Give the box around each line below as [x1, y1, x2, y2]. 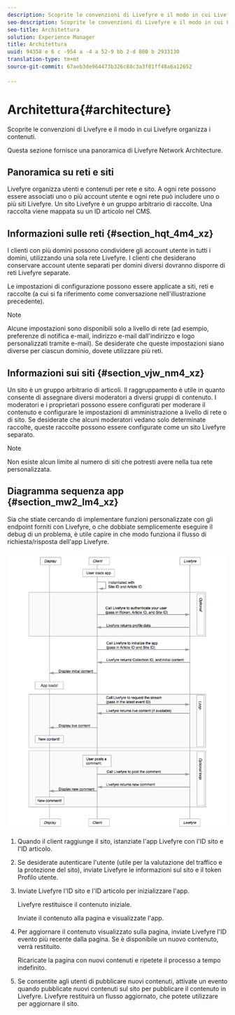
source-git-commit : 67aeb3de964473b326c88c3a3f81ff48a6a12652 [7, 63, 192, 70]
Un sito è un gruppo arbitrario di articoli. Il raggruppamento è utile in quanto [7, 386, 225, 394]
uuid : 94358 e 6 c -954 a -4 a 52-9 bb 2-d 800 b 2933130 [7, 48, 180, 55]
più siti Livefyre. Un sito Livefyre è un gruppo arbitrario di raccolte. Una [7, 200, 213, 208]
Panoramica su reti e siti [7, 166, 114, 178]
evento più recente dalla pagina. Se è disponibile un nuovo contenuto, [17, 935, 219, 943]
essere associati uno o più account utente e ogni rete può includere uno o [7, 192, 220, 201]
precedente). [7, 297, 45, 305]
